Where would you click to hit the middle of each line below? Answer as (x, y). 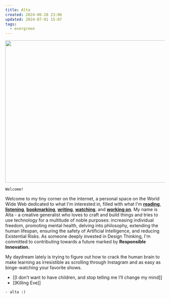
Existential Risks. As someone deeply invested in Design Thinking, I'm (78, 236)
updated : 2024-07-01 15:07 (34, 19)
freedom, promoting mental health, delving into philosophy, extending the (82, 226)
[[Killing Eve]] (27, 283)
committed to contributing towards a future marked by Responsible (76, 242)
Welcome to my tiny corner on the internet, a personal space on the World (82, 199)
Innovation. (17, 247)
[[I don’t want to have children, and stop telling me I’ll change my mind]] (87, 277)
